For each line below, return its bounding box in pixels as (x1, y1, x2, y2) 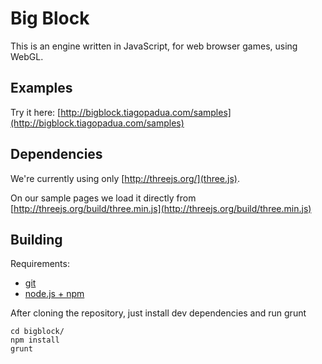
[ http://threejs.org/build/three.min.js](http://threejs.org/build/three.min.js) (10, 202, 312, 214)
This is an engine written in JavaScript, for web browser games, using (10, 40, 298, 52)
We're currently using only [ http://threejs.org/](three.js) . (10, 172, 240, 184)
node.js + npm (24, 288, 85, 300)
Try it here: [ (10, 106, 62, 118)
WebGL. (10, 50, 44, 62)
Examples (10, 80, 73, 97)
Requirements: (10, 258, 70, 270)
